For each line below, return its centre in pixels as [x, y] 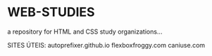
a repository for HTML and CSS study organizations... [85, 31]
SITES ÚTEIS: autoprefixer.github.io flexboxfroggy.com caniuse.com [106, 45]
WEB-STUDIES [51, 12]
